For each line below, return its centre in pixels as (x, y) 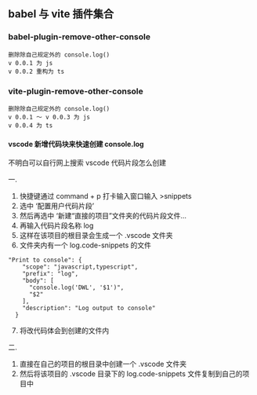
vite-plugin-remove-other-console (76, 91)
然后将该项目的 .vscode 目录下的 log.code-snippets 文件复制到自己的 (131, 374)
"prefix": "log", (51, 274)
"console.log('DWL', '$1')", (76, 288)
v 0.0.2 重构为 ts (36, 71)
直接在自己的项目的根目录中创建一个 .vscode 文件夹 (103, 364)
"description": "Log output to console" (89, 309)
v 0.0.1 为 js (31, 63)
